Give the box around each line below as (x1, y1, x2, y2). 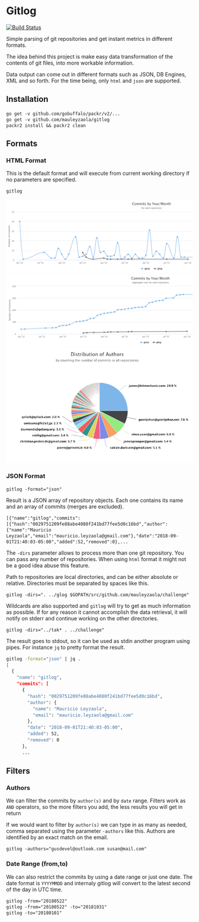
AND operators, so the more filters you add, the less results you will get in (6, 803, 183, 811)
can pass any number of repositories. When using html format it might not (6, 555, 187, 562)
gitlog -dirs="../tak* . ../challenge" (6, 627, 105, 633)
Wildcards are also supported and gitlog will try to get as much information (6, 602, 191, 609)
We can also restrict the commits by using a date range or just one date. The (6, 873, 193, 881)
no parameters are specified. (6, 176, 77, 183)
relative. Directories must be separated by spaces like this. (6, 580, 149, 587)
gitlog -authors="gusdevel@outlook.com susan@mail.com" (6, 846, 147, 852)
